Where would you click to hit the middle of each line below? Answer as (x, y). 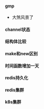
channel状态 (18, 29)
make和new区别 (21, 53)
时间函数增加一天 (22, 65)
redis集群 (15, 90)
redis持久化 (17, 78)
